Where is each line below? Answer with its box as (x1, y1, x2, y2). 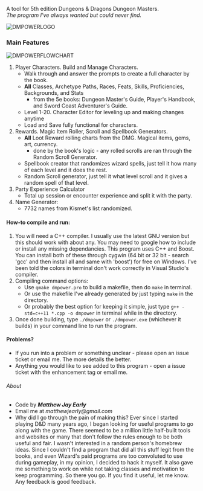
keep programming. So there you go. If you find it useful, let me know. (14, 471, 189, 479)
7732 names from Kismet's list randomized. (24, 205, 133, 212)
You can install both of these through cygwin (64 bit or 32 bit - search (14, 251, 189, 258)
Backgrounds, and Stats (24, 89, 84, 97)
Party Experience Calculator (14, 185, 85, 193)
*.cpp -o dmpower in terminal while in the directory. (51, 309, 178, 316)
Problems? (6, 336, 34, 343)
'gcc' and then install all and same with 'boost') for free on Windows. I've (14, 258, 197, 265)
